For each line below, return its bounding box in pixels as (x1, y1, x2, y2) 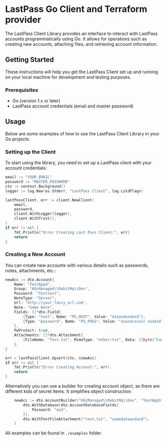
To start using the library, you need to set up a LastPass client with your (5, 160, 152, 166)
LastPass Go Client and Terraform (5, 3, 148, 15)
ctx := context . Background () (5, 184, 66, 189)
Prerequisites (5, 86, 38, 93)
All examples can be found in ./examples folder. (5, 430, 102, 436)
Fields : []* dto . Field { (14, 310, 61, 315)
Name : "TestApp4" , (14, 282, 52, 287)
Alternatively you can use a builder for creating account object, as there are (5, 383, 160, 389)
